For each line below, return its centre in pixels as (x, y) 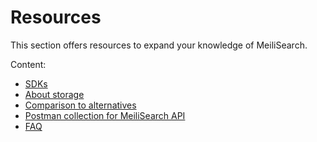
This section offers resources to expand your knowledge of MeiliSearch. (159, 45)
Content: (28, 64)
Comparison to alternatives (80, 105)
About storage (54, 94)
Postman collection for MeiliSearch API (105, 115)
